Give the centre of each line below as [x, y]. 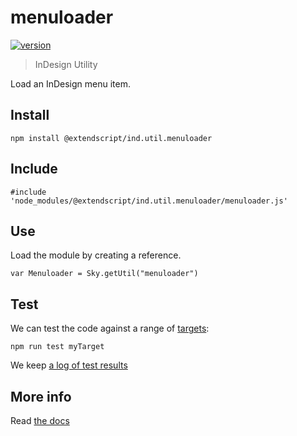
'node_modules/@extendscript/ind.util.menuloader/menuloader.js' [149, 201]
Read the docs [40, 420]
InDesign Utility [66, 64]
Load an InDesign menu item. [70, 83]
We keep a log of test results [69, 365]
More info [41, 396]
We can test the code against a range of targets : [110, 328]
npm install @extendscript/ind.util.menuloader [111, 138]
